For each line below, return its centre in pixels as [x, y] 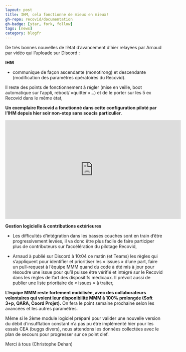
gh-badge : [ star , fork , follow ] [39, 24]
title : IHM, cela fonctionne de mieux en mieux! [57, 15]
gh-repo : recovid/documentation [39, 19]
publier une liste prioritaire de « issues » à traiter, [63, 283]
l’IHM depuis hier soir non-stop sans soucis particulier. [64, 113]
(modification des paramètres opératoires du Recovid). [69, 78]
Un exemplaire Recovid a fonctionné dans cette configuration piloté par [81, 108]
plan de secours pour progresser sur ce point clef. [57, 334]
